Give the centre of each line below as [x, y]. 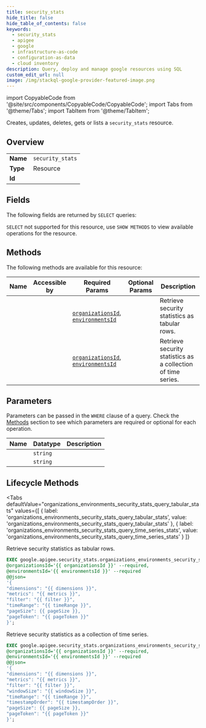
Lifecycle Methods [43, 483]
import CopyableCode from [41, 98]
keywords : [19, 29]
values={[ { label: [36, 511]
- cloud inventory [36, 63]
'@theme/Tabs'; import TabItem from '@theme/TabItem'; [78, 111]
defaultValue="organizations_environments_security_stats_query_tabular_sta [103, 504]
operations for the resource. [42, 233]
